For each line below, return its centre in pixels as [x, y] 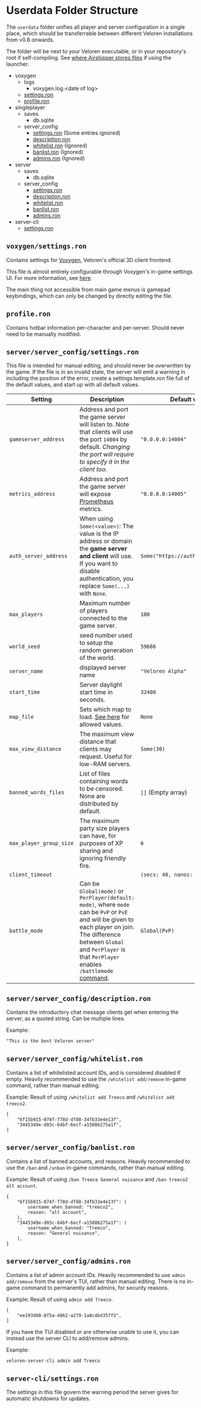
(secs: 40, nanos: [167, 875]
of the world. [97, 658]
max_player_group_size [41, 843]
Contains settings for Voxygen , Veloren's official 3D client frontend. [89, 260]
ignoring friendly [103, 858]
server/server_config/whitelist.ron [75, 1059]
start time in [96, 692]
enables [91, 965]
